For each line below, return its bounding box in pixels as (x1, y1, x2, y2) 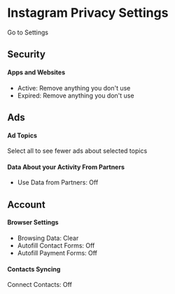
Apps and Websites (7, 68, 66, 76)
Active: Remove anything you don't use (17, 83, 131, 92)
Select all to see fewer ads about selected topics (7, 147, 148, 155)
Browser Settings (7, 218, 59, 227)
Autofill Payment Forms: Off (17, 248, 98, 257)
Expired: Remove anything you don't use (17, 91, 134, 100)
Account (7, 199, 45, 211)
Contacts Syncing (7, 265, 61, 273)
